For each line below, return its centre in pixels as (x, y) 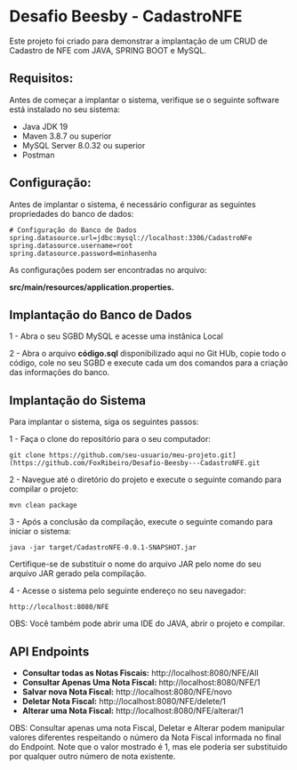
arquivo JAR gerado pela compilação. (78, 573)
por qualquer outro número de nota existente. (92, 756)
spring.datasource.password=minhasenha (83, 253)
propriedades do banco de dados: (72, 213)
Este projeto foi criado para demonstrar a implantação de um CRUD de (139, 41)
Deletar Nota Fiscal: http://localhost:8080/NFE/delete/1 (124, 701)
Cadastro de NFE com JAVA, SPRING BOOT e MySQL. (108, 50)
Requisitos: (41, 79)
